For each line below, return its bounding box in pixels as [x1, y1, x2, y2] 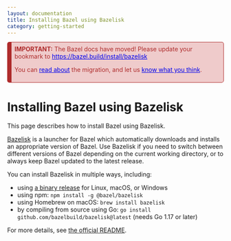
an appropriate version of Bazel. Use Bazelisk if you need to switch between [7, 142, 223, 151]
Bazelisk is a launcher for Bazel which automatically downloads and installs [7, 135, 220, 144]
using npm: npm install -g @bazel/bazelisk [16, 191, 143, 199]
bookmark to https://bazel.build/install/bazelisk [14, 52, 148, 60]
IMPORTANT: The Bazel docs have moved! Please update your [14, 45, 193, 54]
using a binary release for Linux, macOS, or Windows [16, 183, 168, 192]
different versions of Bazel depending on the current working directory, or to [7, 150, 223, 158]
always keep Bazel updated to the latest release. [7, 157, 144, 165]
